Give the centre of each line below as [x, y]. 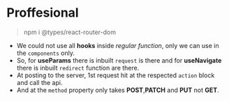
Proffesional [43, 13]
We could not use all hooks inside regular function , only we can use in [118, 45]
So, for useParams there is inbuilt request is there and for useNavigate [119, 60]
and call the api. [39, 82]
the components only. [45, 53]
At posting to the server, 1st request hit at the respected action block [116, 75]
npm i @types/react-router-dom [70, 32]
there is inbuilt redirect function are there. [78, 68]
